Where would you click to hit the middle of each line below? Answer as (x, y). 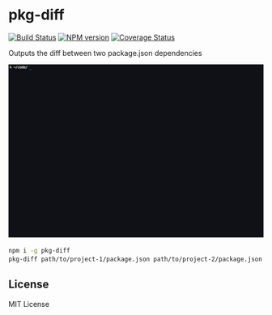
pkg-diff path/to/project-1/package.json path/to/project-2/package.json (136, 259)
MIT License (29, 304)
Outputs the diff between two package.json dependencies (105, 53)
